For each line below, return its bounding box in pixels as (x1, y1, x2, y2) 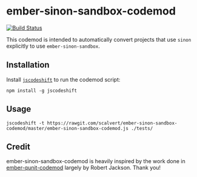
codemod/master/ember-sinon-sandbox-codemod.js (6, 125, 129, 131)
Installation (6, 60, 50, 70)
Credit (6, 141, 30, 152)
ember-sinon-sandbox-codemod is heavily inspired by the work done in (6, 158, 186, 165)
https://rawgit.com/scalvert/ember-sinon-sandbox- (47, 120, 178, 126)
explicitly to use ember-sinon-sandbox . (6, 42, 100, 50)
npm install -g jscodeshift (6, 88, 78, 94)
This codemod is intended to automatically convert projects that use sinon (6, 36, 192, 43)
